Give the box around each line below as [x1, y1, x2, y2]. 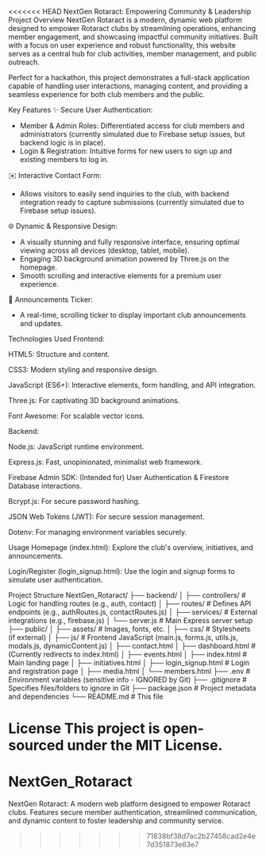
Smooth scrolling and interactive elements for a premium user [19, 271, 222, 281]
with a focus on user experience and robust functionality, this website [8, 41, 237, 50]
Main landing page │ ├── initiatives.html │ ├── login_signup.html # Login [8, 658, 250, 667]
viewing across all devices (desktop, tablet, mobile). [19, 246, 190, 255]
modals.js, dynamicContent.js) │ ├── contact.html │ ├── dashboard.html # [8, 641, 256, 650]
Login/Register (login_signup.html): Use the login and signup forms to [8, 567, 236, 575]
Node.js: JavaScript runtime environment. [8, 442, 145, 451]
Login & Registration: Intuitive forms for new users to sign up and [19, 146, 233, 156]
